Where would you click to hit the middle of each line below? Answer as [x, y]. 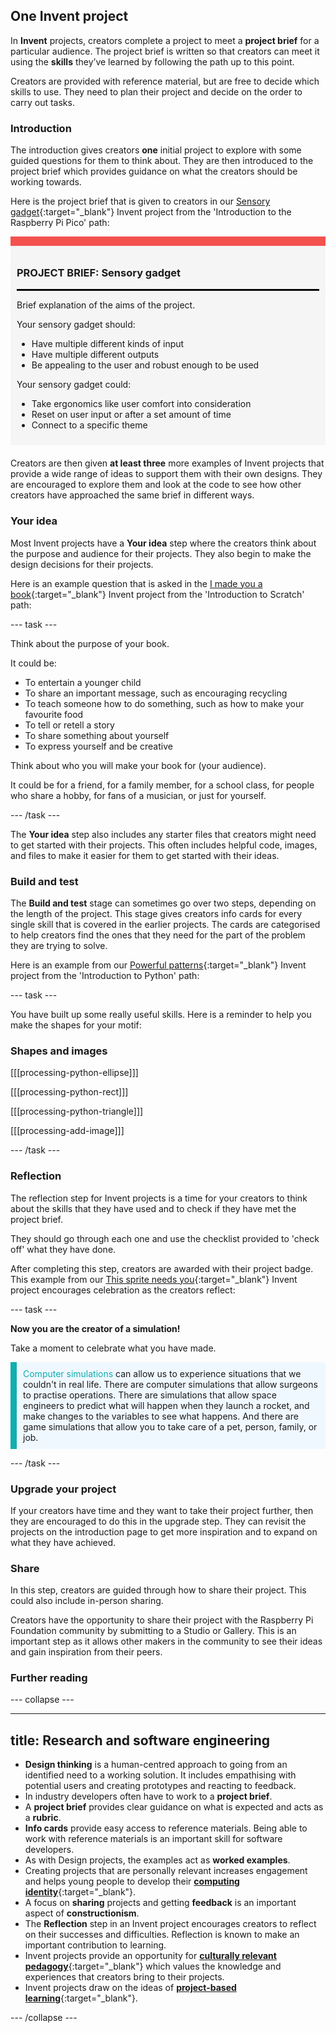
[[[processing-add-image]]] [67, 1131]
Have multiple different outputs [95, 355]
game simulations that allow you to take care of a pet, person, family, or [170, 1426]
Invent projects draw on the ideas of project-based [130, 1988]
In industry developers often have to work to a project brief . [148, 1796]
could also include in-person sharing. [87, 1601]
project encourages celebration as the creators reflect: [123, 1290]
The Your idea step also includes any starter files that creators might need [163, 834]
